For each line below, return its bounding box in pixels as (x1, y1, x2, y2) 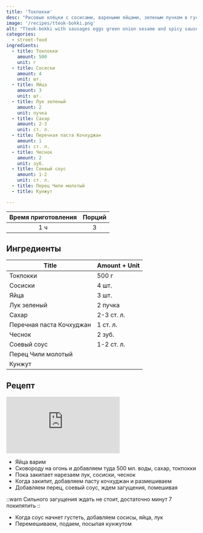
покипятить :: (6, 502, 41, 509)
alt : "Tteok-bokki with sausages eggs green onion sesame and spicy (6, 25, 182, 32)
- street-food (11, 37, 47, 43)
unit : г (17, 59, 36, 65)
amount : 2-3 (17, 121, 47, 127)
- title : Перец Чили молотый (11, 183, 85, 189)
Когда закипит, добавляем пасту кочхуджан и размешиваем (14, 477, 172, 485)
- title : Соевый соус (11, 166, 66, 172)
